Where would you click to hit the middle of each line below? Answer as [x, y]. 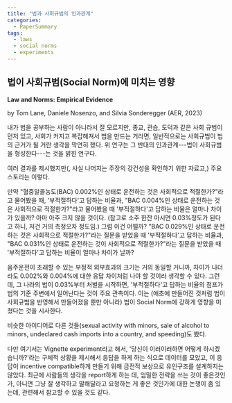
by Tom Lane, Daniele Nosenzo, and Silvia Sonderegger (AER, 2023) [105, 113]
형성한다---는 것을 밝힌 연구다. [55, 153]
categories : [24, 20]
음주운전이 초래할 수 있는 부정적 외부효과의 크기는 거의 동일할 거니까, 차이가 [109, 267]
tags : [15, 33]
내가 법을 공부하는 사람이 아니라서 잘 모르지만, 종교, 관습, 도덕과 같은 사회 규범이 [115, 127]
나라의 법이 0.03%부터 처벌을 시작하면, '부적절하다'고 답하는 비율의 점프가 [123, 284]
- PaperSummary [35, 26]
